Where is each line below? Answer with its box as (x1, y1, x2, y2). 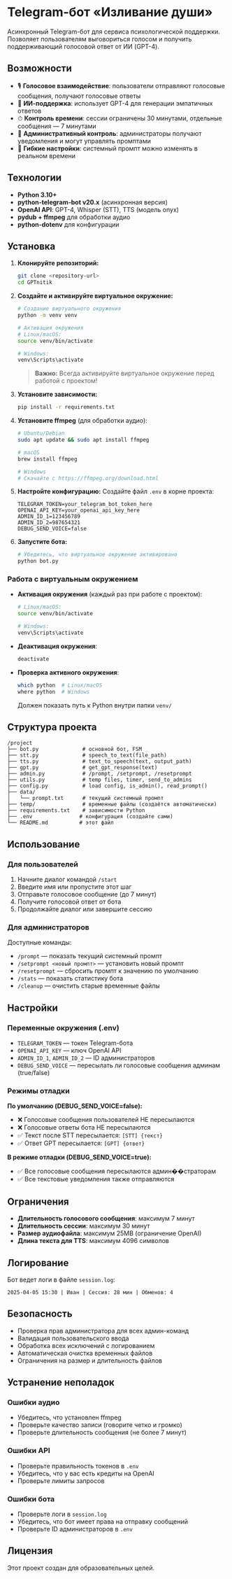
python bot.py (17, 558, 59, 565)
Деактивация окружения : (17, 642, 98, 650)
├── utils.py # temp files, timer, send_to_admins (7, 776, 192, 784)
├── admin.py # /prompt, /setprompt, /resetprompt (7, 771, 192, 778)
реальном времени (17, 151, 75, 160)
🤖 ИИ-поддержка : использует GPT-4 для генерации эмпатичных (17, 99, 213, 107)
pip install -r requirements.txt (17, 404, 115, 411)
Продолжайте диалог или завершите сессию (17, 905, 152, 913)
